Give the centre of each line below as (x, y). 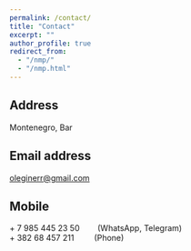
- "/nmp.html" (44, 69)
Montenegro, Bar (41, 127)
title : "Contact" (42, 26)
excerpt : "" (32, 35)
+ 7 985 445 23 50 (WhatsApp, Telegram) (96, 228)
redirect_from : (38, 52)
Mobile (30, 206)
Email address (50, 156)
